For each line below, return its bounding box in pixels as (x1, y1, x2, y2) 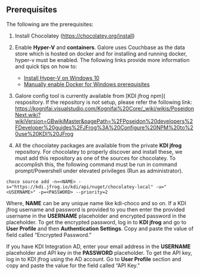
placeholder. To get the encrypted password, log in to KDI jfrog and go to (6, 218, 187, 225)
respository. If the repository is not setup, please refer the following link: (14, 98, 192, 106)
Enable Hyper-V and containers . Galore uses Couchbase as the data (14, 44, 185, 51)
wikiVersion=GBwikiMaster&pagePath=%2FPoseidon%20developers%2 (14, 118, 193, 125)
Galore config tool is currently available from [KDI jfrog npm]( (14, 92, 166, 99)
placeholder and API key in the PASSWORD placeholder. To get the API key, (6, 249, 192, 256)
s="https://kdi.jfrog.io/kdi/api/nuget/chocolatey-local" (6, 184, 153, 190)
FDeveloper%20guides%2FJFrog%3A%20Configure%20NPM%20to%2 (14, 123, 193, 131)
